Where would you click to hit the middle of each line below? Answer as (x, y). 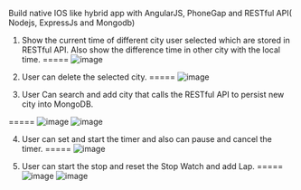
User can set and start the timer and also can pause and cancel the (146, 139)
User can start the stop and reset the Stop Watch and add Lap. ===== (152, 166)
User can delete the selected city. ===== (98, 77)
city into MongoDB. (57, 104)
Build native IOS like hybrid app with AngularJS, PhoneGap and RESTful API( (150, 13)
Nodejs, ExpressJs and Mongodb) (72, 23)
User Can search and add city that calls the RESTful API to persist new (153, 95)
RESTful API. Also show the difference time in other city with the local (151, 50)
